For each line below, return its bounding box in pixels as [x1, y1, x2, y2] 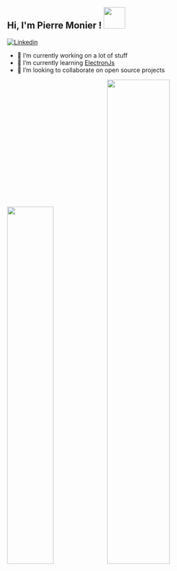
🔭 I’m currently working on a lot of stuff [16, 51, 128, 59]
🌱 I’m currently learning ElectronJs [16, 58, 115, 67]
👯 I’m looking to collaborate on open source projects [16, 66, 165, 74]
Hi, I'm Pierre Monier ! [7, 20, 102, 32]
